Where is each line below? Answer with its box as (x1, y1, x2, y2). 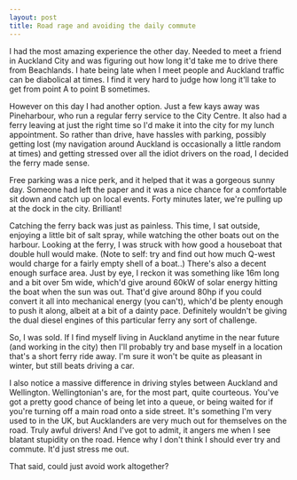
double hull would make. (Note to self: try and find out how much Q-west (9, 248, 276, 259)
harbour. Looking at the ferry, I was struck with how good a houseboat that (9, 239, 283, 250)
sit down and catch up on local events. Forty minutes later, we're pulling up (9, 193, 283, 204)
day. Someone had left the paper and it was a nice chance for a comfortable (9, 184, 287, 195)
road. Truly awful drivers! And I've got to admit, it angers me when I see (9, 424, 271, 436)
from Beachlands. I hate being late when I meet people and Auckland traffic (9, 64, 285, 76)
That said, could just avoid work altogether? (9, 460, 169, 471)
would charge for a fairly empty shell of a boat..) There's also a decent (9, 258, 267, 268)
